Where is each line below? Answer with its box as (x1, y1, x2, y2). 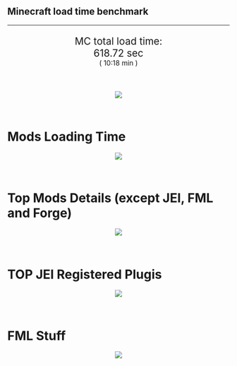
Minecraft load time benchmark (7, 6, 149, 18)
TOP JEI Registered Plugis (7, 266, 162, 282)
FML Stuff (7, 328, 66, 343)
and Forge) (7, 205, 73, 221)
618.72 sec (93, 47, 144, 59)
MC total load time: (74, 35, 163, 48)
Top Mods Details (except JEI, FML (7, 190, 214, 206)
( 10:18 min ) (99, 59, 138, 68)
